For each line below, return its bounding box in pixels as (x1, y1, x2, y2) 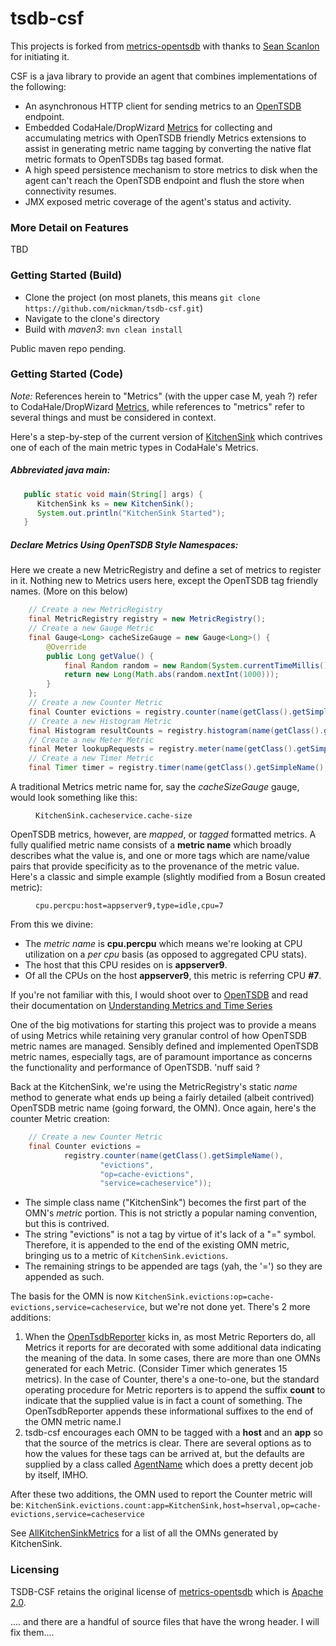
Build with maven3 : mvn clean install (24, 323, 183, 335)
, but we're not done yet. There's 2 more (144, 1301, 311, 1313)
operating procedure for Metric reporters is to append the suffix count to (24, 1384, 326, 1396)
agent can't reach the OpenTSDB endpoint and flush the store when (24, 174, 305, 186)
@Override (46, 642, 87, 652)
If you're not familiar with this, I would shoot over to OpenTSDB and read (10, 989, 308, 1001)
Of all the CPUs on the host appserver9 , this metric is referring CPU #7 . (24, 970, 322, 982)
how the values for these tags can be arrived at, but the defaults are (24, 1448, 305, 1460)
